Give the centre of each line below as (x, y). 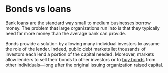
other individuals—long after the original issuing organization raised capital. (85, 65)
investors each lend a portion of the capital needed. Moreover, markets (80, 54)
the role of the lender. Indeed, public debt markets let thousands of (76, 49)
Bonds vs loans (38, 9)
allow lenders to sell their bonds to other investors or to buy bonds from (80, 59)
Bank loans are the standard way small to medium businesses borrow (78, 23)
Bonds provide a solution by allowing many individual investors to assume (82, 43)
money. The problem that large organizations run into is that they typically (83, 28)
